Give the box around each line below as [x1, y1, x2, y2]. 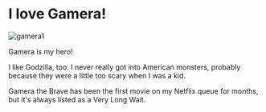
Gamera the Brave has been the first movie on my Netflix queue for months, [8, 86, 259, 96]
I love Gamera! [8, 5, 107, 23]
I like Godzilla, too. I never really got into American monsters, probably [8, 62, 241, 72]
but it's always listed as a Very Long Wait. [8, 94, 146, 104]
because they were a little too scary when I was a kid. [8, 70, 186, 80]
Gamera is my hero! [8, 46, 74, 56]
